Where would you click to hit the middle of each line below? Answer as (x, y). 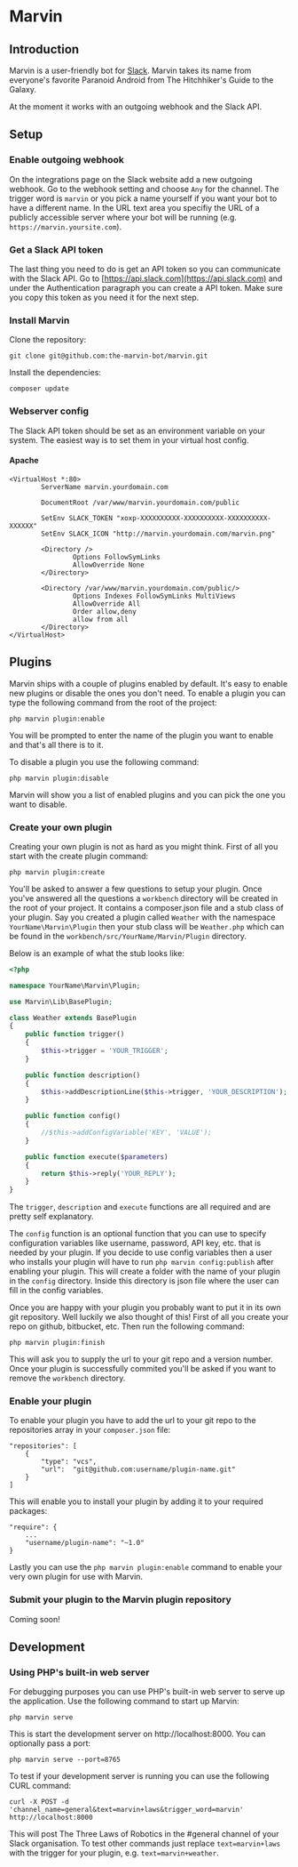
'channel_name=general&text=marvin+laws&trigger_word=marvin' (126, 1810)
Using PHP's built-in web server (79, 1672)
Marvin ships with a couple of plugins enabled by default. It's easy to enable (149, 683)
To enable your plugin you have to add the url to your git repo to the (133, 1420)
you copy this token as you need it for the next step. (104, 297)
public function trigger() (75, 1034)
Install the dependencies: (55, 373)
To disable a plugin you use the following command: (104, 761)
